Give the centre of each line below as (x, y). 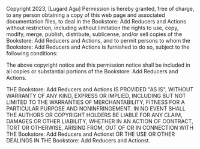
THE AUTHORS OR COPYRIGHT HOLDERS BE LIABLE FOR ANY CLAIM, (94, 115)
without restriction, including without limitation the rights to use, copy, (92, 28)
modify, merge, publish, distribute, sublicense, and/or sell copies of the (94, 34)
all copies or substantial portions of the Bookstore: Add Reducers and (92, 71)
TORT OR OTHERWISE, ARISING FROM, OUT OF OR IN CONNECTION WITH (100, 128)
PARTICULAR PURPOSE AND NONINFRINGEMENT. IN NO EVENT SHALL (96, 108)
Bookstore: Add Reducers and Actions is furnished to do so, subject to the (98, 47)
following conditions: (32, 53)
